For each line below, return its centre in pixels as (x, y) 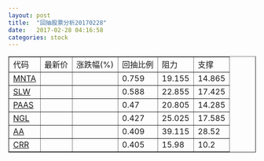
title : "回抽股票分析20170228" (58, 23)
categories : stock (38, 37)
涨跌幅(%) (95, 65)
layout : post (29, 15)
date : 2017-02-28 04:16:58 (56, 30)
